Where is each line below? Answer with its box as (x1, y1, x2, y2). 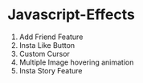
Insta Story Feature (18, 65, 83, 75)
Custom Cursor (18, 49, 70, 58)
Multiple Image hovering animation (18, 57, 134, 67)
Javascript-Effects (7, 6, 136, 24)
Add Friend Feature (18, 32, 84, 41)
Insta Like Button (18, 40, 76, 49)
